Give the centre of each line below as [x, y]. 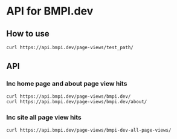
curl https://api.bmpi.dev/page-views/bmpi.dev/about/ [77, 102]
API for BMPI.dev [50, 11]
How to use [28, 34]
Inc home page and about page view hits [67, 84]
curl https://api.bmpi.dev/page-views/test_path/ [70, 47]
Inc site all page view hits [44, 118]
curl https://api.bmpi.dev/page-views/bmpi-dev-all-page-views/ [89, 130]
